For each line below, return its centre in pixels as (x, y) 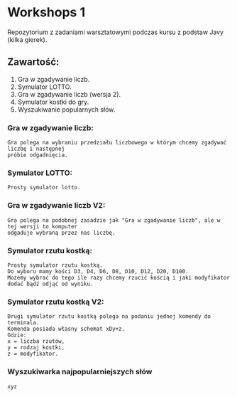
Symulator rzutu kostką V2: (56, 302)
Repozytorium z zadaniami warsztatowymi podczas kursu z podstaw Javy (116, 32)
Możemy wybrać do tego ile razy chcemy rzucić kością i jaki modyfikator (119, 277)
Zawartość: (33, 62)
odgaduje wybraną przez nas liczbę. (61, 233)
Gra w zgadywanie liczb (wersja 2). (69, 94)
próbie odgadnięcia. (38, 155)
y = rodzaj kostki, (36, 348)
